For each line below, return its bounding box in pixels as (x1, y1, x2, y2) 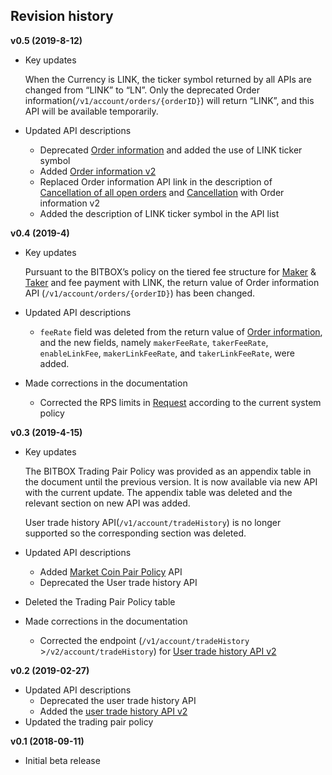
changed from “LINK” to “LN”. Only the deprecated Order (24, 84, 260, 96)
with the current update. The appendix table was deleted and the (24, 486, 293, 498)
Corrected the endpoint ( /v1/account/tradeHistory (39, 634, 250, 646)
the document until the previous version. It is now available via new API (24, 475, 318, 488)
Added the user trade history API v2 (39, 705, 188, 717)
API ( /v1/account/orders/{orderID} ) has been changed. (24, 287, 256, 299)
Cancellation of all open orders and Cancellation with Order (39, 186, 285, 198)
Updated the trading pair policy (24, 715, 154, 728)
